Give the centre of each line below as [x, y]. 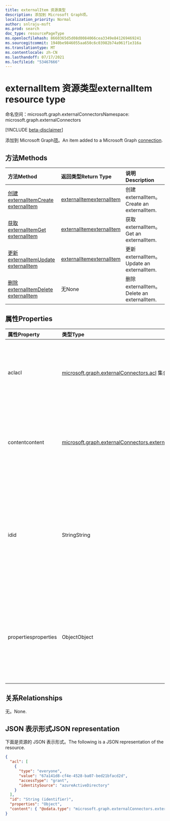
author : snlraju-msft [28, 24]
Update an [138, 263]
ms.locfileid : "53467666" [32, 62]
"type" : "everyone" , [40, 771]
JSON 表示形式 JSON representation [62, 729]
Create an [137, 204]
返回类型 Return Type [86, 177]
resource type [35, 100]
